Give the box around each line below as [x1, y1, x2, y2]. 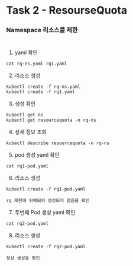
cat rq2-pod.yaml [6, 221, 49, 227]
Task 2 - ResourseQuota [6, 4, 128, 17]
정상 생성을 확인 [6, 255, 40, 261]
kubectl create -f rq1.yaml [6, 89, 76, 95]
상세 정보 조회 [14, 128, 47, 135]
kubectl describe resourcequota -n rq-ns [6, 140, 110, 146]
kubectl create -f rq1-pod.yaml [6, 186, 86, 192]
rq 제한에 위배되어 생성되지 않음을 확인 [6, 198, 90, 204]
